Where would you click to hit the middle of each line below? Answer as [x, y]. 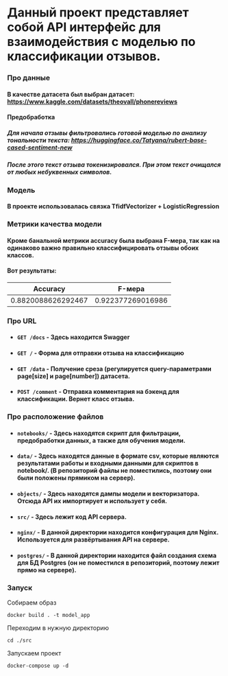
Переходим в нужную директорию [58, 628]
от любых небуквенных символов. [60, 172]
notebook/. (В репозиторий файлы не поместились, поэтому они [114, 471]
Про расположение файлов [55, 417]
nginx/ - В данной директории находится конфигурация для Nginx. [118, 533]
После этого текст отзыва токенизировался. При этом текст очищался [114, 165]
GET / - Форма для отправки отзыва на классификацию [101, 353]
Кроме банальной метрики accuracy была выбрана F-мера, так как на [114, 240]
